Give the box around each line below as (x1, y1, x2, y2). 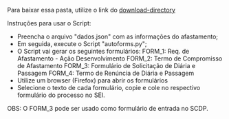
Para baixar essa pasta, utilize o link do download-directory (7, 6, 175, 14)
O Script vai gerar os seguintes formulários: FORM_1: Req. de (17, 47, 190, 55)
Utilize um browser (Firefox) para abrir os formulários (17, 76, 168, 85)
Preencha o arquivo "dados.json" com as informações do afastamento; (17, 32, 219, 41)
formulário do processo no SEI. (17, 91, 105, 99)
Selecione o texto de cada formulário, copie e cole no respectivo (17, 84, 201, 91)
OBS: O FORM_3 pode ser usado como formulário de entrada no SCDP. (7, 105, 208, 112)
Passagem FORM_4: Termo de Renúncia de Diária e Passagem (17, 69, 195, 77)
